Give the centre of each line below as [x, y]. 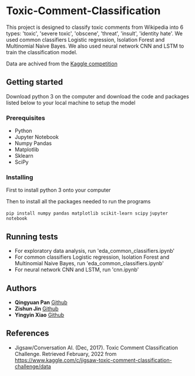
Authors [21, 288]
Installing [20, 177]
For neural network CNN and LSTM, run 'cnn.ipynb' [77, 270]
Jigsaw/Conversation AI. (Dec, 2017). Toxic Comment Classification [96, 347]
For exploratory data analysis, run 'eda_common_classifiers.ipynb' [95, 251]
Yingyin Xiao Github [39, 315]
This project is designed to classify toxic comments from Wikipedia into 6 [95, 27]
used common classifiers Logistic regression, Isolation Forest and [85, 39]
